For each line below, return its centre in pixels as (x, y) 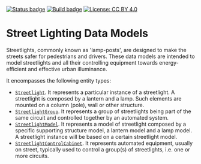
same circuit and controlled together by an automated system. (92, 117)
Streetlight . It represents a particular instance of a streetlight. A (95, 92)
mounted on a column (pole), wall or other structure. (79, 105)
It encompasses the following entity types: (59, 80)
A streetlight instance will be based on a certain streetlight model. (96, 136)
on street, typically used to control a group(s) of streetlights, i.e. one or (102, 149)
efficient (16, 69)
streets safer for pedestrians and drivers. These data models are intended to (100, 56)
